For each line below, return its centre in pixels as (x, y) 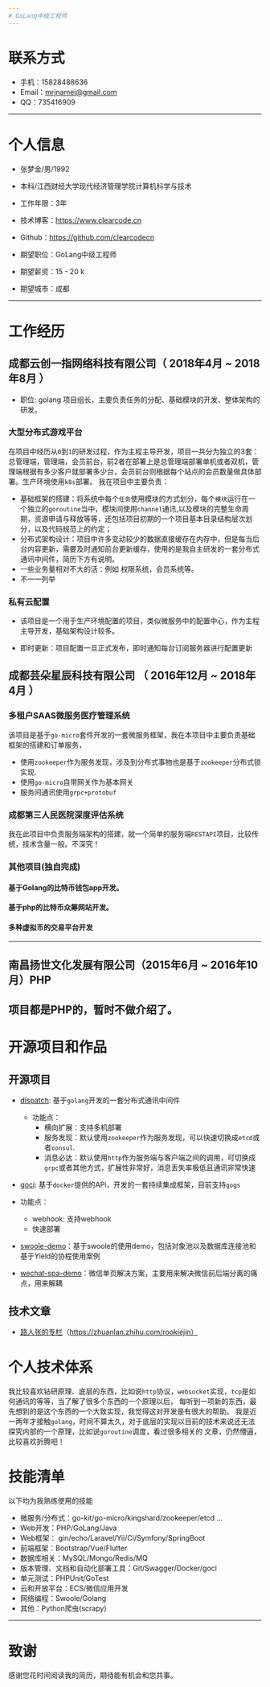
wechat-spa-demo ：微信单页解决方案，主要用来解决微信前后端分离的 (135, 1273)
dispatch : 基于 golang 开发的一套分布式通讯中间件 (100, 1100)
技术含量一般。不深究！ (61, 844)
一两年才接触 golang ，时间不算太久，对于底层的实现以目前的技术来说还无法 (132, 1421)
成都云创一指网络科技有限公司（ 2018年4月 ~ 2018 (134, 364)
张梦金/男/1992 (45, 169)
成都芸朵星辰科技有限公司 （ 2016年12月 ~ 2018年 (132, 676)
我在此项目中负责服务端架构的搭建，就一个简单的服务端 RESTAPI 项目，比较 (130, 834)
